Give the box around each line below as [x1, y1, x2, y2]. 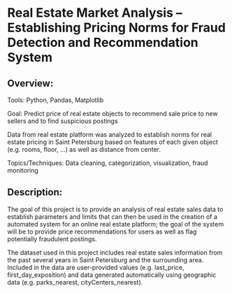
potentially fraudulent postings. [7, 234, 97, 243]
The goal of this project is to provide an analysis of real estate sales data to [7, 205, 224, 213]
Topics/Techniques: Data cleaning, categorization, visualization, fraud [7, 159, 208, 167]
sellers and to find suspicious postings [7, 117, 118, 125]
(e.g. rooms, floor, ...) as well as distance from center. [7, 145, 161, 153]
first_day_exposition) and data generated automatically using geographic [7, 271, 217, 279]
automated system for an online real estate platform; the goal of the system [7, 220, 224, 228]
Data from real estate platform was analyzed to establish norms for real [7, 131, 212, 138]
